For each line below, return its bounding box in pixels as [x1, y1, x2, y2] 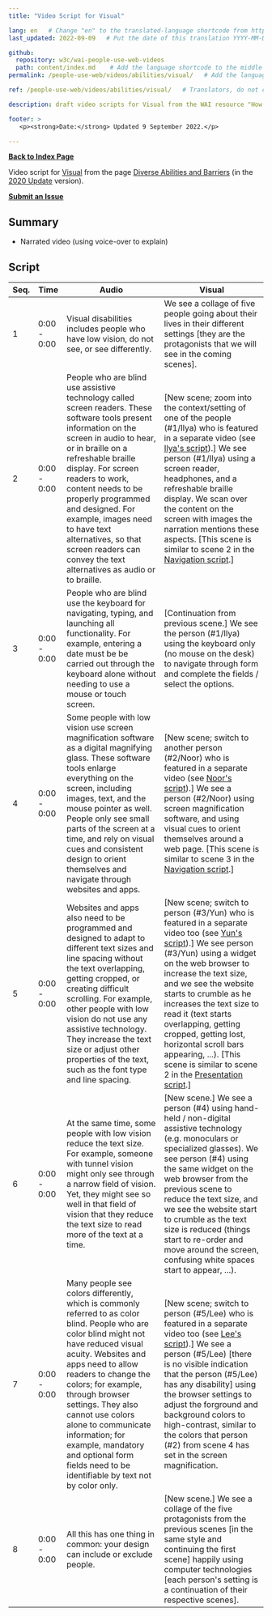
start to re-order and [164, 1234, 244, 1245]
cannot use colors [66, 1410, 135, 1420]
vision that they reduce [66, 1209, 154, 1219]
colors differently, [66, 1288, 134, 1299]
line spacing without [66, 953, 143, 963]
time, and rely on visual [66, 833, 155, 844]
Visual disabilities [66, 313, 133, 324]
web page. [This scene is [164, 844, 260, 854]
